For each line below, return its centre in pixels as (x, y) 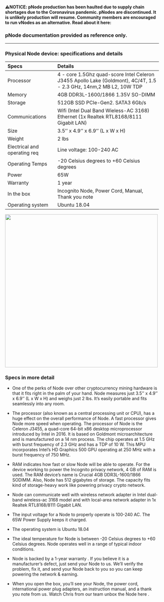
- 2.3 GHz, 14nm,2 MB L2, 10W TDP (100, 87)
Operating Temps (27, 164)
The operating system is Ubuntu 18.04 (51, 530)
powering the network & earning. (45, 574)
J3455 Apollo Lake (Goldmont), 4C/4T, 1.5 (107, 81)
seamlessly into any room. (38, 404)
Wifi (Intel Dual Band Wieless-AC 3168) (103, 111)
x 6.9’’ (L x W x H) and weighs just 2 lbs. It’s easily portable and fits (80, 399)
